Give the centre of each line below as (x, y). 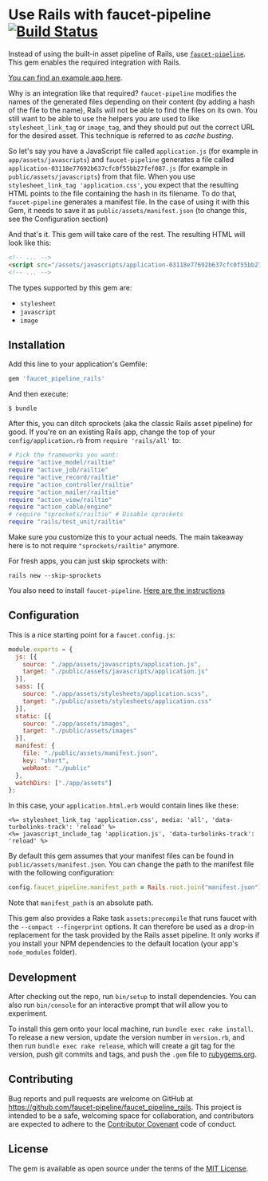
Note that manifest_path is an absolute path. (81, 903)
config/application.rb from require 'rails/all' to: (95, 440)
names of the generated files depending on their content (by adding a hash (132, 101)
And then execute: (38, 394)
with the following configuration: (61, 873)
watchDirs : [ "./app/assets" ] (64, 783)
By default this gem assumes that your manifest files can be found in (121, 856)
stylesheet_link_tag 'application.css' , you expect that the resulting (124, 184)
